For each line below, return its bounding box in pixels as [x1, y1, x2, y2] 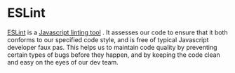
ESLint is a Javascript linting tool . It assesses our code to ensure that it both [7, 28, 228, 36]
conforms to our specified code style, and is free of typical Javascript [7, 35, 209, 44]
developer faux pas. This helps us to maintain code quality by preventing [7, 43, 217, 51]
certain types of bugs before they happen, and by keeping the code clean [7, 51, 221, 59]
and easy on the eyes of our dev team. [7, 58, 119, 66]
